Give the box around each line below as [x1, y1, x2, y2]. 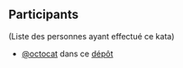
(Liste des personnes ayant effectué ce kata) [8, 30, 175, 41]
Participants [8, 7, 78, 22]
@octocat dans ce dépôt [21, 48, 114, 59]
